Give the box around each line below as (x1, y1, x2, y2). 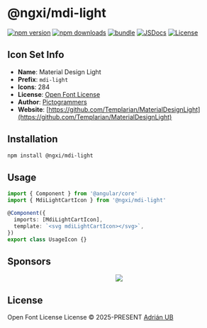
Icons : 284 (17, 83, 50, 91)
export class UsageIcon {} (7, 235, 87, 243)
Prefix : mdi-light (17, 75, 69, 83)
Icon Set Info (7, 49, 65, 61)
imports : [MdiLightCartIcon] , (13, 216, 103, 223)
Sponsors (7, 255, 51, 267)
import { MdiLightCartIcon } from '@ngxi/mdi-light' (7, 197, 167, 204)
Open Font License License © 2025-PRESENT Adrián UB (7, 313, 174, 321)
